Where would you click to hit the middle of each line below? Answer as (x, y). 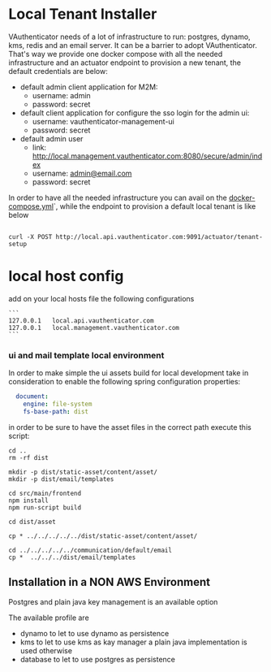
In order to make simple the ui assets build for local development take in (129, 373)
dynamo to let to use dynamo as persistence (95, 633)
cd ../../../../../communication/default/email (90, 550)
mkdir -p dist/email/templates (61, 479)
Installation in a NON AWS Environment (110, 582)
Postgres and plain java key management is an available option (113, 601)
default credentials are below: (58, 71)
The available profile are (49, 618)
